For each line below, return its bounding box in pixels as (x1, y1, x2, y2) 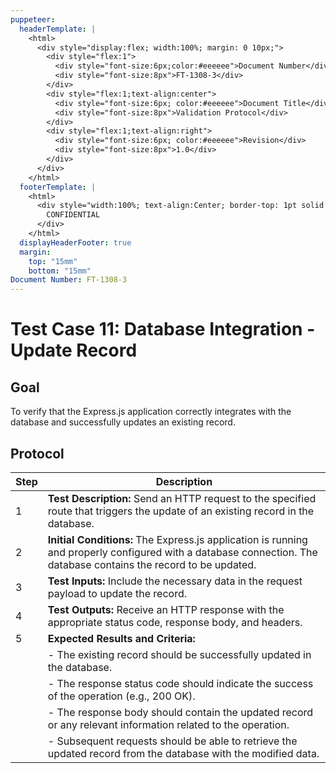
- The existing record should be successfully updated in (47, 647, 312, 661)
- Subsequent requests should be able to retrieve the (47, 734, 298, 748)
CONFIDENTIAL (46, 210, 101, 220)
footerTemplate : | (19, 182, 97, 192)
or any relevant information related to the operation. (47, 717, 290, 731)
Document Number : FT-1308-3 (10, 275, 128, 285)
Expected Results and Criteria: (47, 631, 196, 645)
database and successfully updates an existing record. (10, 416, 236, 428)
